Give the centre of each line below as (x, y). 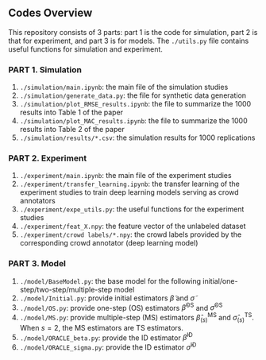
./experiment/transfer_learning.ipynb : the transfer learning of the (129, 184)
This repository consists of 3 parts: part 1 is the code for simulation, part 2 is (133, 32)
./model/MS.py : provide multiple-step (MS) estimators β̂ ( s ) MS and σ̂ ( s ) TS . (137, 318)
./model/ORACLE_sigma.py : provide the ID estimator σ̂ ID (108, 346)
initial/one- (220, 281)
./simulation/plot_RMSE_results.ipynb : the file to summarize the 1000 (135, 104)
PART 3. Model (37, 264)
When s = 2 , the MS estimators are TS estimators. (102, 327)
